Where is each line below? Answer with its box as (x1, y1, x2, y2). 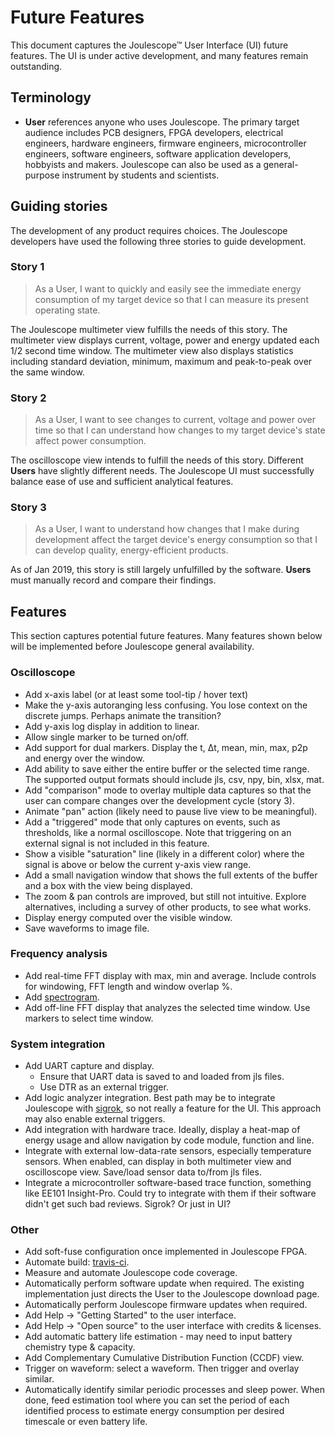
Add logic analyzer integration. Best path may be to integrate (24, 1092, 276, 1104)
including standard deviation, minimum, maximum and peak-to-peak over (10, 355, 313, 367)
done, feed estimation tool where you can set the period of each (24, 1394, 290, 1406)
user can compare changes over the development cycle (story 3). (24, 794, 295, 806)
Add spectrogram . (24, 991, 100, 1003)
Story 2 (10, 391, 47, 405)
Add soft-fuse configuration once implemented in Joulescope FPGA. (24, 1246, 308, 1258)
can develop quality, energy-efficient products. (34, 544, 229, 556)
